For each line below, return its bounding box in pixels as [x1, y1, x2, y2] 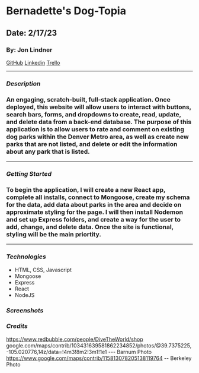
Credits [6, 322, 28, 330]
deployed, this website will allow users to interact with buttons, [6, 103, 191, 111]
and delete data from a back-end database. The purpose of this [6, 118, 192, 126]
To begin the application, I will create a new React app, [6, 185, 166, 194]
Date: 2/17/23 [6, 28, 57, 38]
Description [6, 79, 41, 87]
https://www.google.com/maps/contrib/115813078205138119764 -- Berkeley [6, 355, 192, 362]
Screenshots [6, 306, 44, 314]
